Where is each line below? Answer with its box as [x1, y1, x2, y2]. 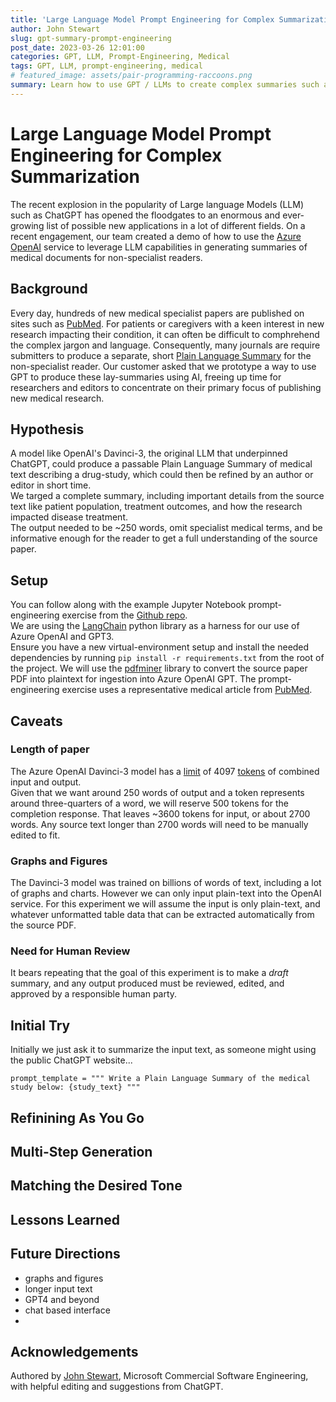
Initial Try [10, 1017, 71, 1034]
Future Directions [10, 1246, 121, 1263]
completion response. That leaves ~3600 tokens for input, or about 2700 [10, 807, 311, 820]
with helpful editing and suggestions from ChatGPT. [10, 1381, 224, 1393]
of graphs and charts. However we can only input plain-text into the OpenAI [10, 887, 322, 900]
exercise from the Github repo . [61, 609, 188, 621]
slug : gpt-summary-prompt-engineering [10, 33, 172, 43]
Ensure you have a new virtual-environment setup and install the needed [10, 641, 310, 653]
